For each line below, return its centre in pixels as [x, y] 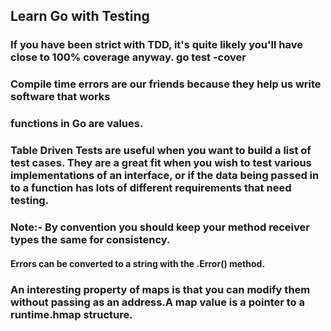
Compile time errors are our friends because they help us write [166, 84]
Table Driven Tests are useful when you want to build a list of [161, 151]
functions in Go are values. [77, 124]
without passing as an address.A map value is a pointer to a [158, 302]
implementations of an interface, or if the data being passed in [165, 176]
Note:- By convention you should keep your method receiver [160, 227]
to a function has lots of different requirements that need [151, 188]
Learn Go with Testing [80, 16]
